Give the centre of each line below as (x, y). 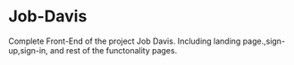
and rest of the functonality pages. (113, 50)
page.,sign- (264, 41)
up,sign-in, (28, 50)
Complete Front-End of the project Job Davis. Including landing (125, 41)
